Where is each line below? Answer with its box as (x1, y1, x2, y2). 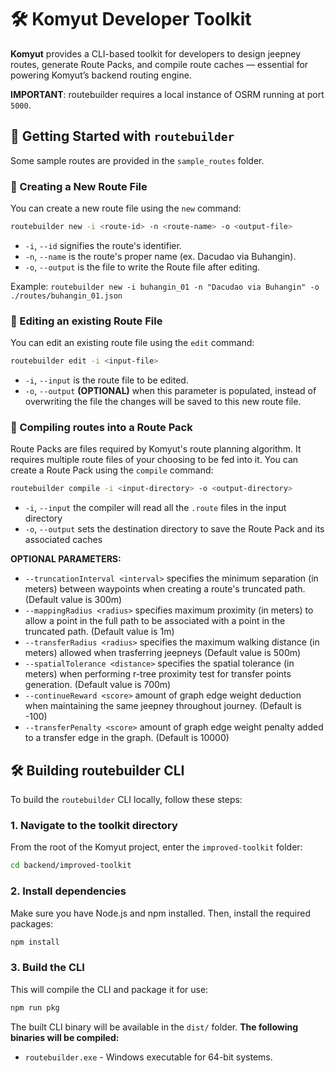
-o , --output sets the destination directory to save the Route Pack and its (24, 523, 325, 535)
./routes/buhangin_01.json (10, 291, 123, 301)
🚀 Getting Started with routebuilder (10, 128, 235, 145)
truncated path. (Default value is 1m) (24, 626, 175, 638)
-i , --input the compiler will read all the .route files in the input (24, 502, 287, 514)
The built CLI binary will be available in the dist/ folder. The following (10, 1021, 299, 1033)
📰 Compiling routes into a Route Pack (10, 421, 193, 435)
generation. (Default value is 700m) (24, 679, 172, 691)
